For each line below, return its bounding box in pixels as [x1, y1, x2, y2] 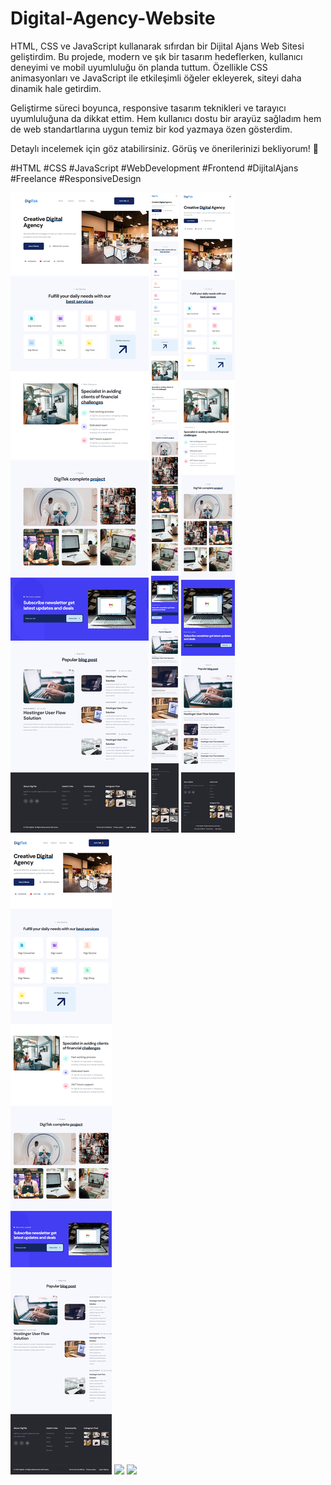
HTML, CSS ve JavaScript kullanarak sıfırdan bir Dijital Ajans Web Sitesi [10, 40, 305, 52]
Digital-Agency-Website [10, 7, 216, 30]
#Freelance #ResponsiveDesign [10, 172, 142, 184]
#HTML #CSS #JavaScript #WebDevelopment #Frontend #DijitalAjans [10, 162, 299, 174]
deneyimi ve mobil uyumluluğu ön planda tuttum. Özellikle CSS [10, 61, 268, 73]
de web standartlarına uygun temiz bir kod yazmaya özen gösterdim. [10, 123, 293, 135]
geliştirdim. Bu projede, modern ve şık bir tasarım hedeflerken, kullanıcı [10, 50, 303, 62]
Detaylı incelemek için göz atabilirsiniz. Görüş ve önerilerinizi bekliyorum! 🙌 [10, 142, 319, 154]
